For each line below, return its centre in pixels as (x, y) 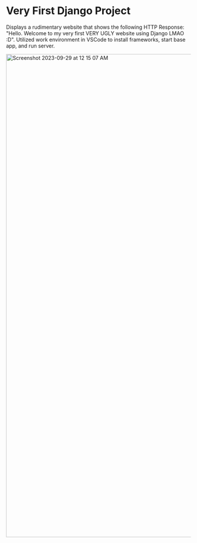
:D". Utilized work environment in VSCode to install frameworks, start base (96, 39)
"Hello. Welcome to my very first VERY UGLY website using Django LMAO (95, 33)
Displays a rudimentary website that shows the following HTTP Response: (95, 27)
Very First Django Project (68, 11)
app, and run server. (30, 46)
